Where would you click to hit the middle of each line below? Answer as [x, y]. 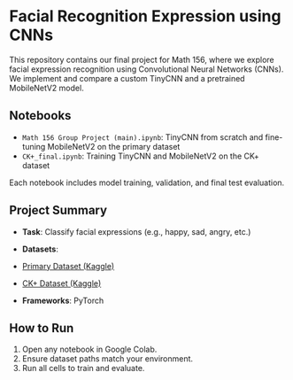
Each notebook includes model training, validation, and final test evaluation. [147, 182]
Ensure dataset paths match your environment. [107, 359]
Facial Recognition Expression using [145, 16]
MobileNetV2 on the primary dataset [114, 146]
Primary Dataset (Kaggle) [68, 266]
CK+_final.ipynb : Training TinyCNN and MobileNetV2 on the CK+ [140, 156]
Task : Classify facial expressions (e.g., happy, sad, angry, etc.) [136, 231]
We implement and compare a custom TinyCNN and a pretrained [127, 78]
